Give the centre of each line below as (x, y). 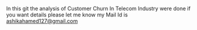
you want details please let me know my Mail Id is (67, 15)
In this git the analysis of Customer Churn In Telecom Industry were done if (98, 9)
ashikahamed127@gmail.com (42, 21)
